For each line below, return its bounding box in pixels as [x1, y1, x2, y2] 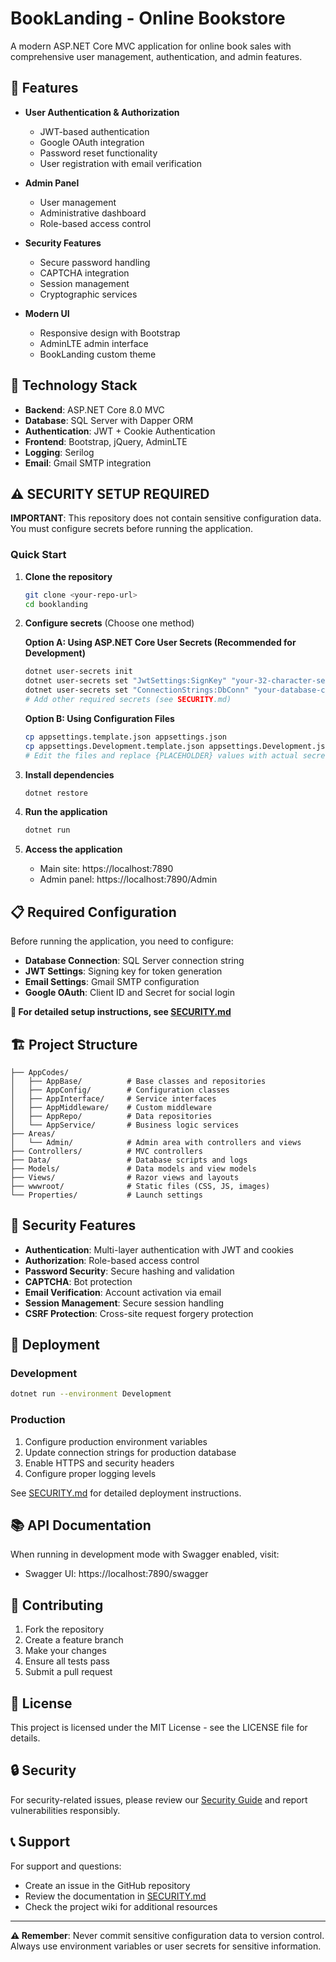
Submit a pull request [24, 1666, 113, 1678]
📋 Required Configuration [10, 903, 177, 921]
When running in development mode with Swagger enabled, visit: [10, 1548, 280, 1561]
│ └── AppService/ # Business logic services [10, 1120, 240, 1130]
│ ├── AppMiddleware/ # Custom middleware [10, 1102, 213, 1112]
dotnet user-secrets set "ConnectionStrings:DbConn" [24, 685, 250, 696]
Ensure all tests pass [24, 1655, 110, 1667]
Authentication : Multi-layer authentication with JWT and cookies [24, 1243, 294, 1256]
